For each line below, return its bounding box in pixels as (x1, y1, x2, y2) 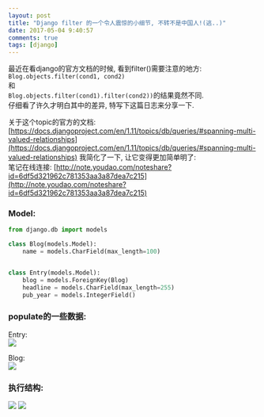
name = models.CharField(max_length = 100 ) (22, 247, 160, 256)
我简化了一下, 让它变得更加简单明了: (78, 152, 196, 163)
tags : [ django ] (8, 41, 58, 49)
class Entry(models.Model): (8, 269, 101, 277)
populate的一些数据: (8, 311, 87, 322)
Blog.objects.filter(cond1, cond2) (8, 73, 126, 81)
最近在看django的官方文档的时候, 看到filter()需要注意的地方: (8, 64, 202, 74)
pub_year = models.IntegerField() (22, 291, 136, 299)
